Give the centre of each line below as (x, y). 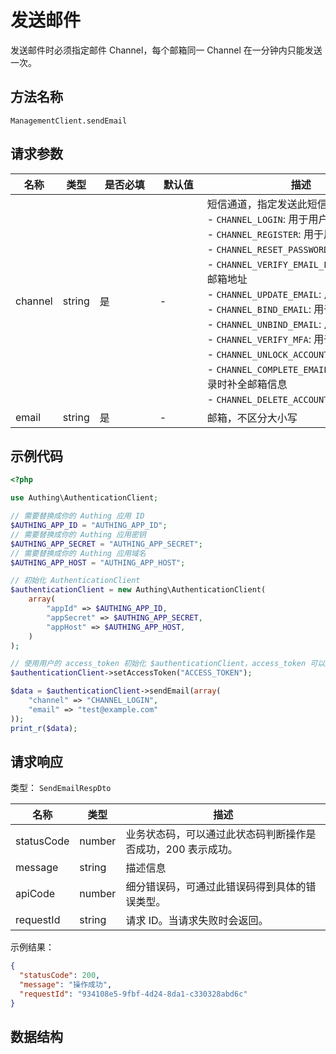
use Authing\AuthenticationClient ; (84, 498)
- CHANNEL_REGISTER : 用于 (265, 234)
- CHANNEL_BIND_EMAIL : (259, 309)
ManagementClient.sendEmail (69, 121)
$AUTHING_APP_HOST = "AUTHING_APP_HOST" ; (98, 562)
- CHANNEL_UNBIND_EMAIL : (264, 324)
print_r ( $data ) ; (44, 728)
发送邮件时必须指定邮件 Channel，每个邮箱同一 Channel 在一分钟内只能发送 (166, 50)
